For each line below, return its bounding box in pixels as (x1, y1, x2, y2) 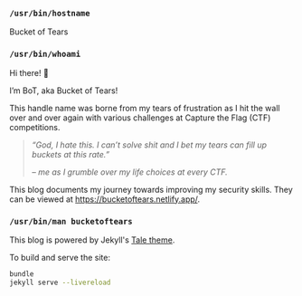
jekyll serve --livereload (9, 278, 111, 287)
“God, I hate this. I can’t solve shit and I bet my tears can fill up (31, 139, 268, 150)
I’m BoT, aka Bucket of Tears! (9, 85, 118, 96)
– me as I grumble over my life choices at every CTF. (31, 167, 228, 177)
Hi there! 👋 (9, 67, 50, 78)
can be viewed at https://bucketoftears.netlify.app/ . (9, 194, 201, 205)
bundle (9, 269, 34, 279)
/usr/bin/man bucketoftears (9, 216, 133, 226)
